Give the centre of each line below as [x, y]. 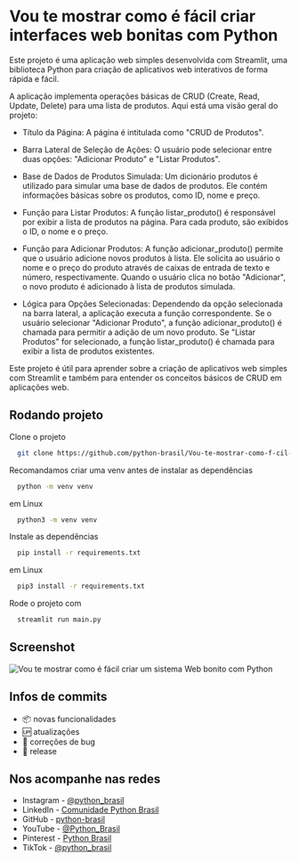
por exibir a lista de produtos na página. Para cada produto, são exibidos [155, 222]
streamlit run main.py [59, 620]
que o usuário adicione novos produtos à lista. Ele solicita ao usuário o [151, 258]
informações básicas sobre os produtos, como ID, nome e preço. [141, 195]
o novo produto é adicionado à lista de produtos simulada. [129, 286]
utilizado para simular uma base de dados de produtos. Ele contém [145, 185]
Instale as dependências [54, 537]
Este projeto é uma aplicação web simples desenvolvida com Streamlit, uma [148, 60]
